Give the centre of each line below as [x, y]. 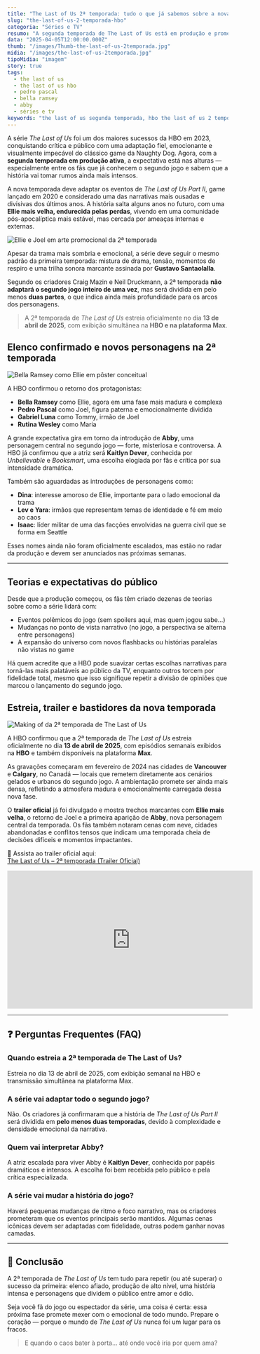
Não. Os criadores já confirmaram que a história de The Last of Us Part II [113, 1114]
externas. [21, 226]
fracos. [18, 1329]
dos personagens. [33, 304]
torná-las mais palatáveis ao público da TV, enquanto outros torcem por [111, 671]
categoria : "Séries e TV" [45, 27]
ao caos [29, 517]
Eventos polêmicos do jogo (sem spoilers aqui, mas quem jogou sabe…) [121, 620]
